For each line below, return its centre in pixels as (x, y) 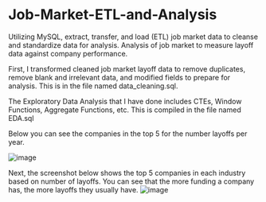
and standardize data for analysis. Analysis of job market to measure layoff (131, 45)
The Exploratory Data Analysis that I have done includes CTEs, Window (125, 101)
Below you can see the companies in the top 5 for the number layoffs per (128, 134)
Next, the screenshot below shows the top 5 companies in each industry (127, 173)
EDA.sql (21, 118)
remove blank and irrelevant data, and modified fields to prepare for (119, 77)
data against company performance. (68, 53)
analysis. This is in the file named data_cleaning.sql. (93, 86)
